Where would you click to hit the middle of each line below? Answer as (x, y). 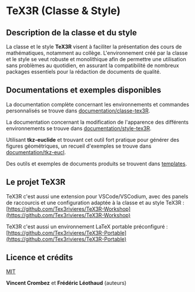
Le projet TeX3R (36, 182)
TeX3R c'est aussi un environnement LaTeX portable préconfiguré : (87, 226)
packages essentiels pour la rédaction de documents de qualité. (84, 72)
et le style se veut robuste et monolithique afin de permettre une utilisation (96, 59)
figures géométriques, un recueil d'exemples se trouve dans (79, 146)
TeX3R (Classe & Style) (63, 11)
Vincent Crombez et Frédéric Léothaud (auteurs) (66, 283)
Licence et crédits (40, 258)
